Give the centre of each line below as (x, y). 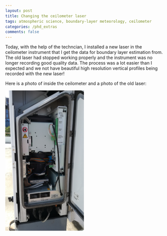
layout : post (19, 11)
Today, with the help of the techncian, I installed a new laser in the (74, 47)
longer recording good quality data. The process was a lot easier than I (79, 63)
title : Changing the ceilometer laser (46, 16)
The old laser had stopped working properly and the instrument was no (79, 57)
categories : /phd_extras (31, 27)
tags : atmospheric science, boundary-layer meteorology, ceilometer (78, 21)
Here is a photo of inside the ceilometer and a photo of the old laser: (76, 84)
